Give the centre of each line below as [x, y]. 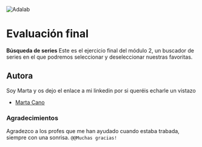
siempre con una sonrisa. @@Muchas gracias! [62, 138]
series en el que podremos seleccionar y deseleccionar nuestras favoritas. [99, 57]
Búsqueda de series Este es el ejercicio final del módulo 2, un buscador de [100, 50]
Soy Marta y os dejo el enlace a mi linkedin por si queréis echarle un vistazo [101, 90]
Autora [20, 76]
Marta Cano [30, 102]
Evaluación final [48, 34]
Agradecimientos [32, 118]
